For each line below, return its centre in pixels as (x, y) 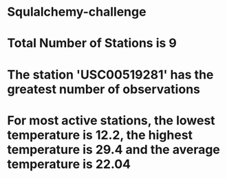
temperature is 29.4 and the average (113, 150)
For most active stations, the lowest (111, 120)
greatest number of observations (104, 89)
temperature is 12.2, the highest (100, 135)
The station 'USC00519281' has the (110, 74)
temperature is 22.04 (69, 164)
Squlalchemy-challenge (77, 12)
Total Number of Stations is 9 (92, 43)
